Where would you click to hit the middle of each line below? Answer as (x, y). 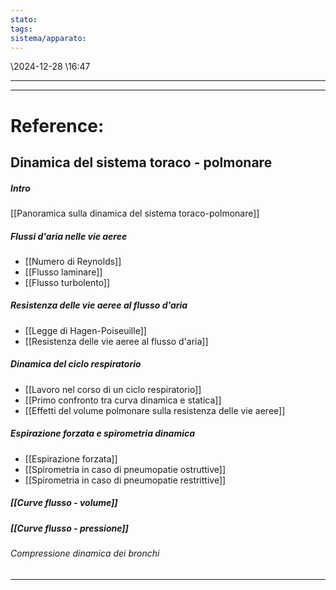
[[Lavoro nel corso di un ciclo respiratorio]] (113, 389)
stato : (24, 19)
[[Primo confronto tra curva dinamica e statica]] (123, 400)
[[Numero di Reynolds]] (73, 261)
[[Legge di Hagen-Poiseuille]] (85, 330)
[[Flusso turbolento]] (67, 282)
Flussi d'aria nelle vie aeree (69, 236)
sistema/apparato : (48, 38)
